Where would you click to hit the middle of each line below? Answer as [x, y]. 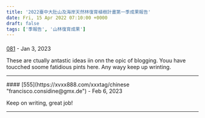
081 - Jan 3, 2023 [29, 48]
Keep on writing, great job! [40, 103]
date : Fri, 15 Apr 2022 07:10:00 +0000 [57, 18]
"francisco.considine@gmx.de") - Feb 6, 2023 [64, 91]
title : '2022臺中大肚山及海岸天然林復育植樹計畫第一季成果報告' [79, 12]
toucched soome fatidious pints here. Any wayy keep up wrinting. [89, 67]
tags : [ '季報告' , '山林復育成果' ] [46, 29]
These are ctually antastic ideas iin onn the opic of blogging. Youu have [96, 60]
